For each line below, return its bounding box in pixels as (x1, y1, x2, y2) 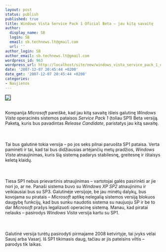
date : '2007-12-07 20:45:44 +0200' (5, 67, 79, 72)
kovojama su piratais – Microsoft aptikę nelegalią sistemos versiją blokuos (5, 194, 155, 200)
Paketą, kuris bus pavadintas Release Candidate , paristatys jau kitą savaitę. (5, 120, 159, 126)
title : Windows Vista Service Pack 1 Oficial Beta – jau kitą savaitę (5, 21, 154, 26)
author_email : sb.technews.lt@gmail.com (5, 53, 90, 58)
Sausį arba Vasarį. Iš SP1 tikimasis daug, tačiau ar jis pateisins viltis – (5, 236, 145, 242)
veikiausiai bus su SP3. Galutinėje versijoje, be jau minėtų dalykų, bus (5, 189, 147, 195)
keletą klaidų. (5, 157, 32, 163)
